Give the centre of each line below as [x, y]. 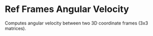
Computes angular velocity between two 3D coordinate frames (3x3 [76, 23]
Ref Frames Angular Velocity [67, 9]
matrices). [16, 28]
